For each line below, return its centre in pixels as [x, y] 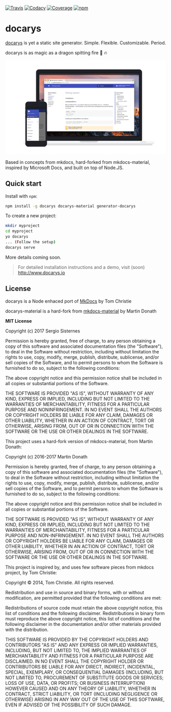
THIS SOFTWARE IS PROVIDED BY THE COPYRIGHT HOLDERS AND [77, 639]
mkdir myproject [22, 226]
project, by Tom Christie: [31, 572]
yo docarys [17, 237]
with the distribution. [27, 630]
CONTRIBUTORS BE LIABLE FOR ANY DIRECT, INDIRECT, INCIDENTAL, [80, 666]
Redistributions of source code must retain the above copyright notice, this [84, 608]
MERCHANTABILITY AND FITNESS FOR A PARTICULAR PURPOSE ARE [80, 656]
